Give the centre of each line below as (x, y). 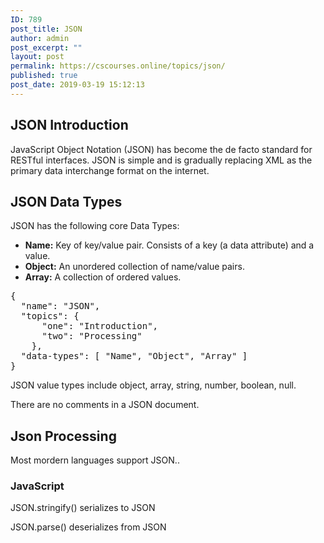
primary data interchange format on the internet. (110, 170)
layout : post (37, 57)
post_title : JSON (46, 29)
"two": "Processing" (92, 336)
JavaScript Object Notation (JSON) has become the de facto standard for (161, 149)
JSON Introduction (69, 125)
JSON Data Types (66, 201)
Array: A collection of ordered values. (103, 277)
